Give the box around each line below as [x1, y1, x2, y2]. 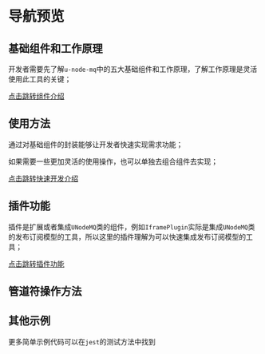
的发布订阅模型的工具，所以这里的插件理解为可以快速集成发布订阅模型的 [8, 232, 246, 241]
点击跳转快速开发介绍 [8, 173, 78, 183]
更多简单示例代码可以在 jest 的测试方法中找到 [8, 336, 156, 346]
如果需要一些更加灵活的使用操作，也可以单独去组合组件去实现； [8, 157, 218, 166]
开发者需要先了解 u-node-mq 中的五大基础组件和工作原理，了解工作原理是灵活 [8, 65, 258, 74]
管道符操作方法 [8, 284, 82, 298]
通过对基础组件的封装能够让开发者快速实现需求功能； [8, 139, 184, 149]
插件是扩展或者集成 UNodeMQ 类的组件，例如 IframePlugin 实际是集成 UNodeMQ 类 [8, 221, 255, 232]
